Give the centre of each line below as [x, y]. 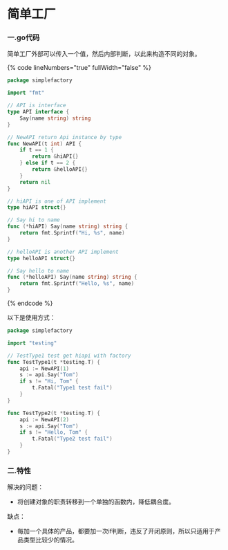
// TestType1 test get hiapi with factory [69, 356]
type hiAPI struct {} [37, 208]
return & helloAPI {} [60, 169]
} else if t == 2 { [48, 163]
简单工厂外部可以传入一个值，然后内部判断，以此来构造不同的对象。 [104, 54]
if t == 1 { [37, 150]
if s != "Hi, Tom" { [49, 381]
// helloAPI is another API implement [63, 252]
